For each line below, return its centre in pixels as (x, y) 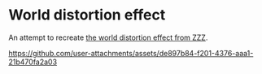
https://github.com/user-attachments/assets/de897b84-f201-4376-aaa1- (131, 53)
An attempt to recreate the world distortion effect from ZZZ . (108, 37)
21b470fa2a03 (33, 62)
